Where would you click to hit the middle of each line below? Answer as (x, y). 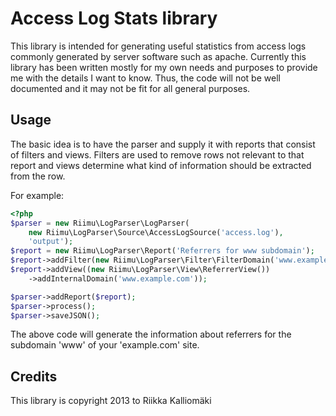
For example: (37, 195)
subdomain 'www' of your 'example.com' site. (105, 345)
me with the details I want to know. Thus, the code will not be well (145, 78)
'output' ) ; (51, 242)
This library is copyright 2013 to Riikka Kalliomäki (111, 401)
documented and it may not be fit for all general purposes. (130, 88)
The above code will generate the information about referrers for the (151, 334)
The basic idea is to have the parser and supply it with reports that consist (163, 144)
